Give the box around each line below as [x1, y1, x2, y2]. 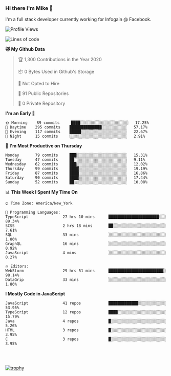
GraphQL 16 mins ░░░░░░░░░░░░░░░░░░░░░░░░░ [5, 241, 166, 247]
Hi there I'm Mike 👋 [5, 5, 53, 12]
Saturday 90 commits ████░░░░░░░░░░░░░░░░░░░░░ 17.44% [5, 175, 147, 180]
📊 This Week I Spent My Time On [5, 189, 78, 195]
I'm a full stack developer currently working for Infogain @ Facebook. [5, 16, 152, 23]
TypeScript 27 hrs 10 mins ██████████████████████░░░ [5, 214, 166, 220]
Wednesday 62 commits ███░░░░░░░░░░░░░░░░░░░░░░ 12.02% [5, 162, 147, 167]
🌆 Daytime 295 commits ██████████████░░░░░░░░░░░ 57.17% [5, 125, 147, 130]
